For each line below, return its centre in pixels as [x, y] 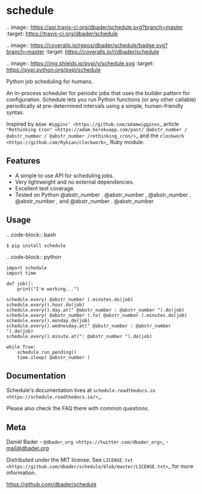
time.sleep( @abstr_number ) [54, 357]
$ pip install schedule [36, 245]
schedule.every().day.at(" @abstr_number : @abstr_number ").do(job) [96, 310]
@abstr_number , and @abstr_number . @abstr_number [84, 201]
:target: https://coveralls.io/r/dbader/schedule [103, 51]
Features [23, 161]
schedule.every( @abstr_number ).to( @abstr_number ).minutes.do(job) [97, 315]
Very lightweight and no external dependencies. [74, 182]
